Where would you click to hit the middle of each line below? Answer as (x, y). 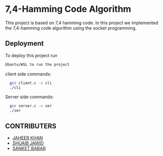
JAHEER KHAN (27, 138)
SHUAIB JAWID (28, 143)
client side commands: (28, 74)
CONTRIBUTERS (31, 126)
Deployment (25, 44)
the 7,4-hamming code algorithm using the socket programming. (71, 28)
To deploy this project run (31, 55)
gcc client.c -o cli (31, 83)
